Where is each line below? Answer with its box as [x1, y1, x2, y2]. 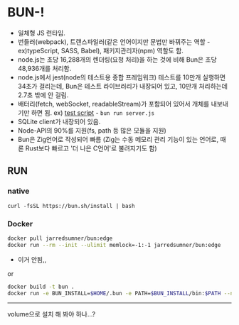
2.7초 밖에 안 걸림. [17, 90, 69, 99]
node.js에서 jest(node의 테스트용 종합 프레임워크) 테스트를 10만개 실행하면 [17, 72, 226, 82]
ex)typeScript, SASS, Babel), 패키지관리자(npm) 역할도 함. [17, 46, 184, 55]
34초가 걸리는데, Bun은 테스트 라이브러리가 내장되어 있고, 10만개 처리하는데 [17, 82, 228, 90]
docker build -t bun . [7, 283, 75, 290]
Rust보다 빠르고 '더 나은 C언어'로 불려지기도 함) [25, 143, 158, 153]
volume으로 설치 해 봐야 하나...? [7, 310, 96, 319]
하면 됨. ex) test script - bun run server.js [31, 108, 155, 117]
